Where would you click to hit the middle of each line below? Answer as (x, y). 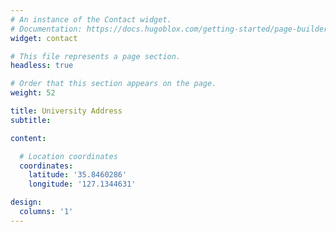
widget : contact (44, 38)
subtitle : (31, 120)
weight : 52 (33, 93)
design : (26, 202)
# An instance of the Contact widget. (91, 19)
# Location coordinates (68, 156)
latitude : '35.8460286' (78, 175)
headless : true (42, 66)
